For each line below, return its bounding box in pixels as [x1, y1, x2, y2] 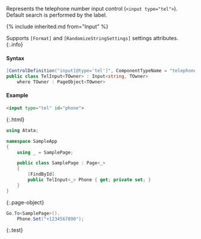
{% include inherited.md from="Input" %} [6, 23, 109, 30]
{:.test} [6, 226, 23, 234]
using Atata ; [6, 127, 39, 133]
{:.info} [6, 41, 23, 48]
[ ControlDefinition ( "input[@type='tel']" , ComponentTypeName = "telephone [6, 68, 197, 74]
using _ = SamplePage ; [17, 149, 74, 155]
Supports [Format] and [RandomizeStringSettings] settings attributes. [6, 35, 178, 41]
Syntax [6, 54, 25, 62]
